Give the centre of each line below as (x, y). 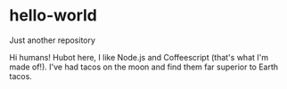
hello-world (53, 16)
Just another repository (53, 40)
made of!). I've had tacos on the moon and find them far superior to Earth (144, 67)
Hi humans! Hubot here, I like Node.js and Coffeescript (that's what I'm (139, 57)
